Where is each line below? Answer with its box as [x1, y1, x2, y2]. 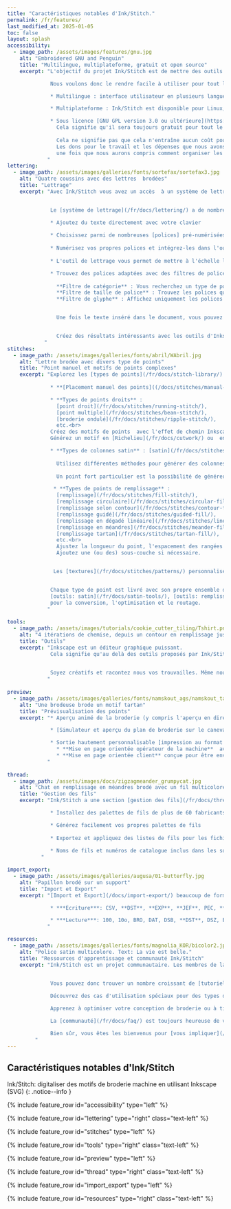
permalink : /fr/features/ [7, 17, 81, 23]
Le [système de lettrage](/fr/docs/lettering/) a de [50, 206, 205, 214]
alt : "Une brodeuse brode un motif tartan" [19, 701, 146, 708]
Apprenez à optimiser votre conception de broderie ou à [50, 1005, 217, 1012]
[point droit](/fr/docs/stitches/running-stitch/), [56, 403, 208, 410]
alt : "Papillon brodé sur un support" [19, 879, 131, 886]
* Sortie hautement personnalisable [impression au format [50, 739, 223, 746]
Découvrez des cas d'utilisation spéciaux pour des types [50, 992, 220, 1000]
